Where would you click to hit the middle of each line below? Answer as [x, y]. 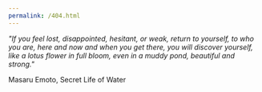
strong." [21, 64]
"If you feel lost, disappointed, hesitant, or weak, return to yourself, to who [131, 38]
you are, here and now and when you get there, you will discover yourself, [131, 47]
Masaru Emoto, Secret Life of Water [67, 79]
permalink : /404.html [44, 16]
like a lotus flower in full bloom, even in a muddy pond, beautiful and [121, 55]
